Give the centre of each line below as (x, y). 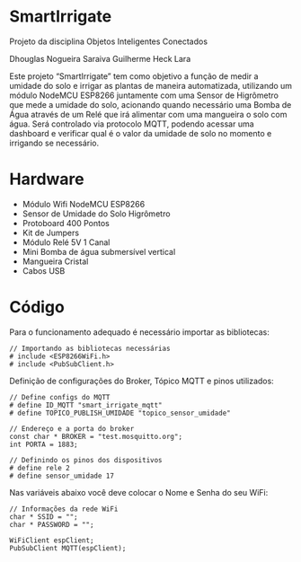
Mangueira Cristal (55, 261)
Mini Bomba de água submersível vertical (99, 251)
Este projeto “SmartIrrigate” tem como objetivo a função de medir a (134, 76)
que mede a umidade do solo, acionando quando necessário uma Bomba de (150, 104)
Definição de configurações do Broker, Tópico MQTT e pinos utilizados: (142, 381)
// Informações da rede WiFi (64, 509)
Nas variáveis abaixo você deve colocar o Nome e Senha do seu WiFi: (139, 492)
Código (37, 307)
